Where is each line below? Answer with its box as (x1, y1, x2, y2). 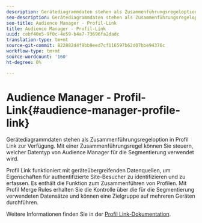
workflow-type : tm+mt (6, 48, 61, 54)
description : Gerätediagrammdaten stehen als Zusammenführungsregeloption (6, 8, 198, 15)
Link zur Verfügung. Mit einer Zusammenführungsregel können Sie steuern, (6, 142, 194, 149)
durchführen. (6, 199, 39, 206)
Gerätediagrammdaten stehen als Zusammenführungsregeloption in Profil (6, 136, 189, 143)
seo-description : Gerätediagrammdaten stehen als (6, 14, 133, 20)
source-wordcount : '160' (6, 54, 69, 60)
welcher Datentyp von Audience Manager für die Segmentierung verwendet (6, 149, 194, 156)
